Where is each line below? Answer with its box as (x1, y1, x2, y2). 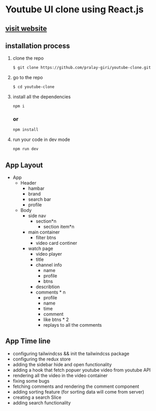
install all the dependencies (12, 94, 71, 100)
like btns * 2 (43, 316, 69, 323)
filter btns (35, 235, 56, 240)
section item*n (43, 224, 74, 229)
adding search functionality (12, 400, 71, 406)
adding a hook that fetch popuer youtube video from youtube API (12, 367, 151, 373)
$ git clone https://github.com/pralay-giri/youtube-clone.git (12, 65, 151, 70)
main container (28, 229, 60, 235)
